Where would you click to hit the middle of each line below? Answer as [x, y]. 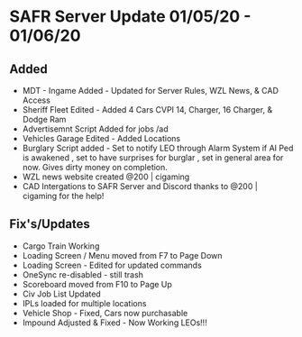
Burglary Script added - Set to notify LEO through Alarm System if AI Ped [158, 148]
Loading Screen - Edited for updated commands [112, 265]
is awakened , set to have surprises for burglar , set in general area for [153, 158]
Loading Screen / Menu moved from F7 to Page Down [122, 255]
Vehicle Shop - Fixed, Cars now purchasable [105, 313]
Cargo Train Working [61, 246]
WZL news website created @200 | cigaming [106, 177]
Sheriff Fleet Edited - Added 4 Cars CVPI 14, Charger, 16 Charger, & [147, 109]
